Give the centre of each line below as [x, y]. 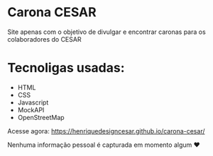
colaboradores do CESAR [44, 39]
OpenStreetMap [41, 117]
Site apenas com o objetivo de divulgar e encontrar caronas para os [106, 32]
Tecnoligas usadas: [66, 68]
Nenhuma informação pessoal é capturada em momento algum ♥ [104, 145]
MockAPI [31, 109]
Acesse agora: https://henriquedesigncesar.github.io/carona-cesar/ [106, 131]
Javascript [33, 102]
